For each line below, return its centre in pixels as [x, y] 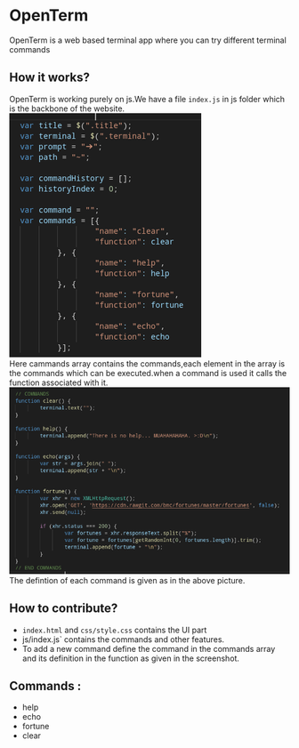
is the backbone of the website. [67, 109]
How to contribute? [64, 609]
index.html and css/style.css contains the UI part [114, 630]
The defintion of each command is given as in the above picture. [127, 580]
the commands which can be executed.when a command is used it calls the [148, 373]
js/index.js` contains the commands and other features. [123, 639]
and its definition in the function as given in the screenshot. [131, 658]
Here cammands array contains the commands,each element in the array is [147, 363]
